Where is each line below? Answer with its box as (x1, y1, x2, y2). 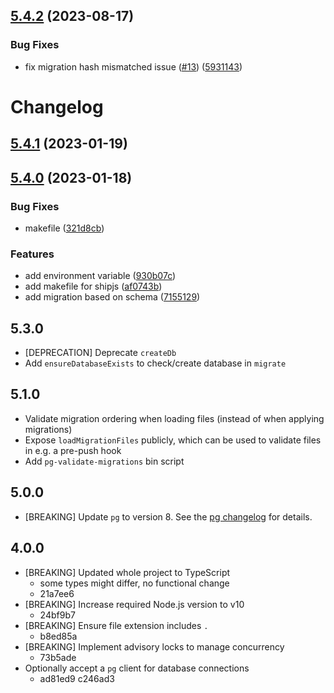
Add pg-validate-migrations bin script (24, 455, 185, 467)
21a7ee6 (39, 587, 75, 599)
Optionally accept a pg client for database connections (24, 662, 250, 674)
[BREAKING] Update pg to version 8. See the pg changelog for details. (24, 510, 313, 523)
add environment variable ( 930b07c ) (24, 270, 177, 282)
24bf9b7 (39, 609, 76, 621)
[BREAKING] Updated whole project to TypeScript (24, 566, 231, 578)
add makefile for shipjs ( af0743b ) (24, 280, 163, 293)
